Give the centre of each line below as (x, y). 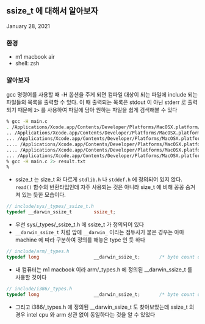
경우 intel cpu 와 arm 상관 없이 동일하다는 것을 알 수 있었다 (85, 314)
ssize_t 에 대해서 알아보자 (52, 11)
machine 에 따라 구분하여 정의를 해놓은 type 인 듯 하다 (80, 240)
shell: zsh (27, 64)
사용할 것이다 (31, 277)
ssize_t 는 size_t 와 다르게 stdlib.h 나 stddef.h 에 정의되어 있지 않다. (99, 180)
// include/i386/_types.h (39, 289)
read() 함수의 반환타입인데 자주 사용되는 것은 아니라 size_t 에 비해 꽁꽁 (99, 187)
